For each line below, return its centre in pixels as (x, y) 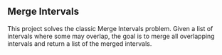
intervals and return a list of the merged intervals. (80, 43)
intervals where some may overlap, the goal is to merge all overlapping (111, 36)
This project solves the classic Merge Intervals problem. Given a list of (110, 28)
